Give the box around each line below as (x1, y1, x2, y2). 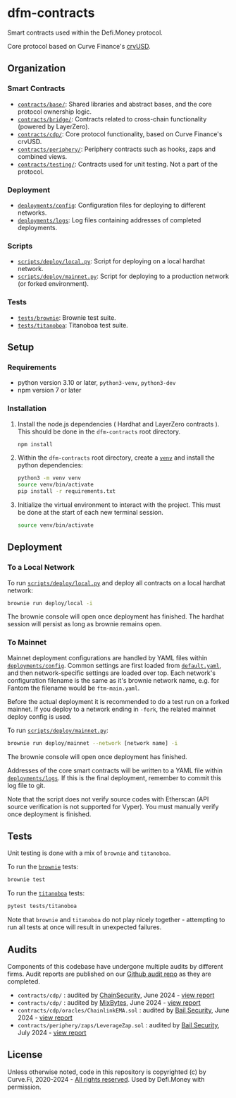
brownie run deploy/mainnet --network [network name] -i (7, 739, 178, 746)
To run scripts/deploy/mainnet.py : (7, 726, 109, 734)
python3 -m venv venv (17, 475, 82, 482)
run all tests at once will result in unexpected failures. (7, 923, 162, 931)
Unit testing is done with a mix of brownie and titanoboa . (7, 849, 171, 857)
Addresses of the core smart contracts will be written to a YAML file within (7, 766, 223, 775)
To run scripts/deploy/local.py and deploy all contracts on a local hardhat (7, 578, 225, 587)
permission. (7, 1082, 42, 1091)
